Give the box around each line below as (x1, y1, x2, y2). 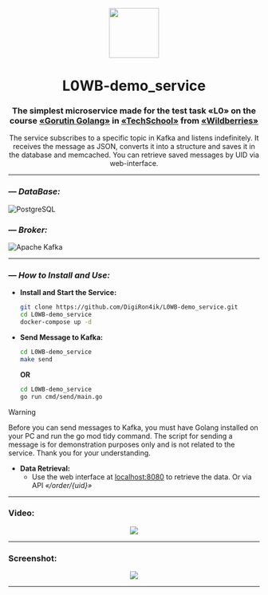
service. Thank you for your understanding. (8, 447, 152, 458)
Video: (8, 507, 35, 518)
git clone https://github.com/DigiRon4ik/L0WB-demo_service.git (19, 303, 238, 311)
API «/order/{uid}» (31, 480, 93, 490)
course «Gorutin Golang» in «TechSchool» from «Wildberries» (9, 116, 259, 127)
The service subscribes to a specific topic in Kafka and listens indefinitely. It (9, 133, 259, 143)
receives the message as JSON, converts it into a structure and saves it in (13, 142, 255, 152)
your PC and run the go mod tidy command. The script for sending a (8, 431, 233, 440)
